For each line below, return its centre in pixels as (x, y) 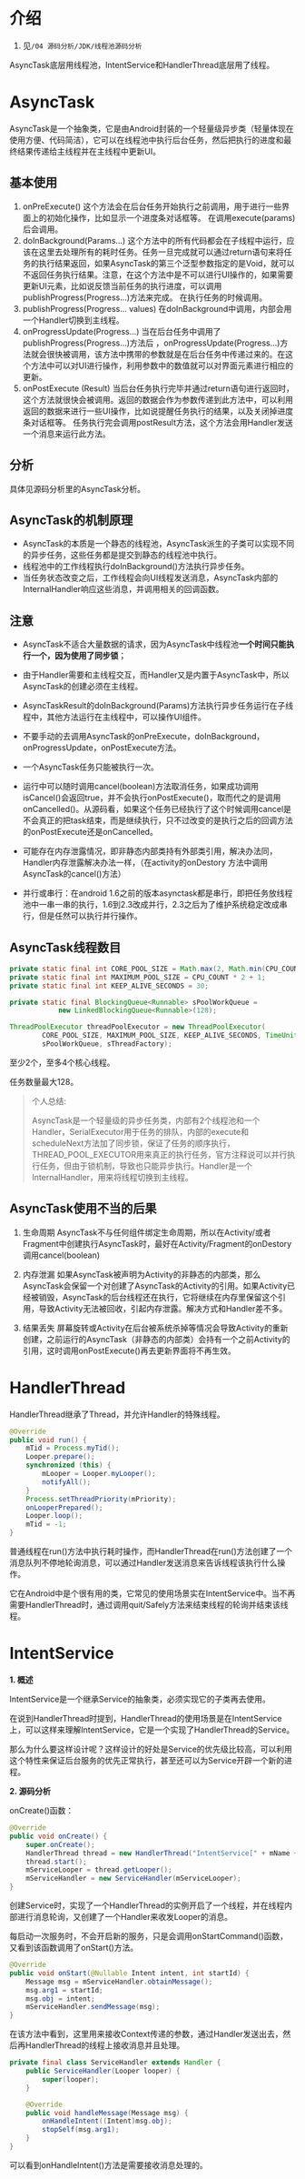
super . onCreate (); (60, 1844)
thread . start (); (57, 1862)
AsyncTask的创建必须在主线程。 (83, 687)
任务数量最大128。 (44, 1081)
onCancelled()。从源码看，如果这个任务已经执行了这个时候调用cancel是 (157, 809)
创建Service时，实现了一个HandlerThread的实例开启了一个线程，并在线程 (147, 1905)
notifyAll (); (67, 1482)
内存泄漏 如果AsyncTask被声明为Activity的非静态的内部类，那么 (142, 1274)
